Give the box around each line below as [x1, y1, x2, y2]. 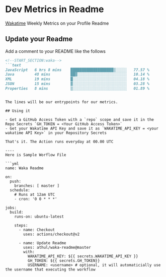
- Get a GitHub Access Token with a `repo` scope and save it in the [5, 117, 154, 122]
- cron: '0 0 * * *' [14, 196, 57, 201]
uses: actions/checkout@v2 [23, 232, 80, 237]
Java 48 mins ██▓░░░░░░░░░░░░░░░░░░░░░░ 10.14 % [5, 72, 150, 77]
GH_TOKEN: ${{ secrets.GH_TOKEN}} [27, 258, 100, 263]
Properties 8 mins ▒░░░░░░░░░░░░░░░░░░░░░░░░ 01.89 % [5, 86, 150, 91]
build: [10, 210, 24, 215]
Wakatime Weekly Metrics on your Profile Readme [5, 20, 109, 26]
